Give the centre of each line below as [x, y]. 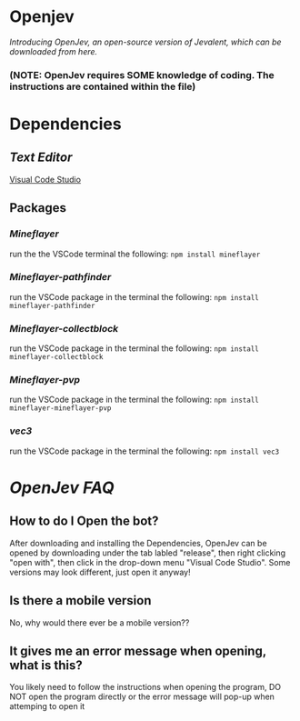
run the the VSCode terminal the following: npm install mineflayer [135, 254]
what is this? [46, 665]
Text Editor [41, 158]
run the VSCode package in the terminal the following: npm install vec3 [145, 451]
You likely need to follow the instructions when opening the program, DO [145, 687]
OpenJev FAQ [62, 487]
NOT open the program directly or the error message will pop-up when [142, 696]
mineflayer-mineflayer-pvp [60, 408]
